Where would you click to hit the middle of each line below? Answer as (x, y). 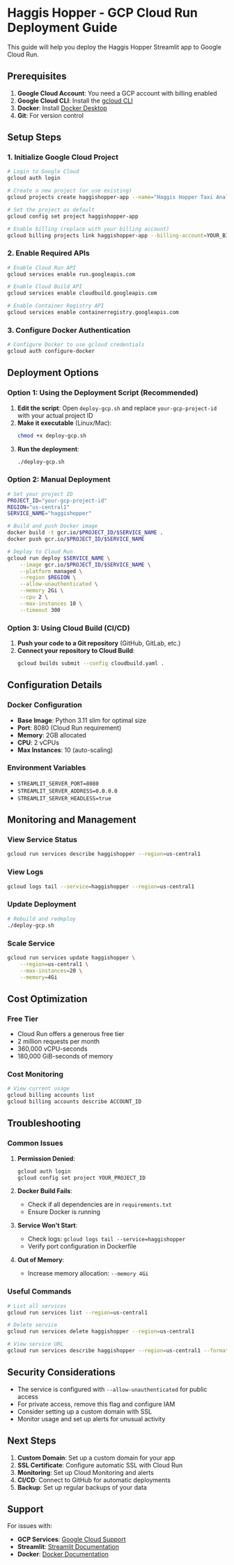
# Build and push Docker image (53, 526)
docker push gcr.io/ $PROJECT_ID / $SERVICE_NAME (76, 539)
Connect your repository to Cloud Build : (76, 650)
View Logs (25, 872)
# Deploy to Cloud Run (40, 552)
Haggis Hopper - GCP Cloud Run (103, 13)
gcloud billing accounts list (51, 1095)
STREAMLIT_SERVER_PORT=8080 (58, 784)
